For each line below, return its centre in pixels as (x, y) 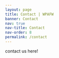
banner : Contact (22, 19)
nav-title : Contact (25, 28)
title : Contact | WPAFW (29, 14)
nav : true (15, 23)
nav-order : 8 (18, 32)
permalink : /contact (26, 37)
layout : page (18, 10)
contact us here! (22, 51)
